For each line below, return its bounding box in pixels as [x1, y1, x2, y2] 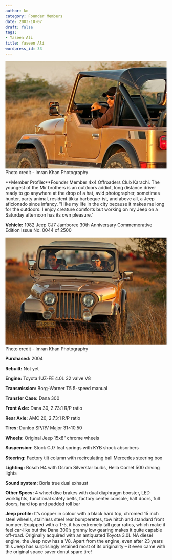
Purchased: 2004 [5, 356, 44, 362]
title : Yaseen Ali [5, 41, 45, 46]
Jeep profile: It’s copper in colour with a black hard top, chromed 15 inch [5, 511, 159, 517]
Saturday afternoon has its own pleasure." [5, 211, 94, 218]
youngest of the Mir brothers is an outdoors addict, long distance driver [5, 184, 156, 190]
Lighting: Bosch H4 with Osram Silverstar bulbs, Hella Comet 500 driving [5, 465, 160, 471]
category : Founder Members [5, 13, 63, 19]
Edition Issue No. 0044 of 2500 [5, 227, 72, 233]
